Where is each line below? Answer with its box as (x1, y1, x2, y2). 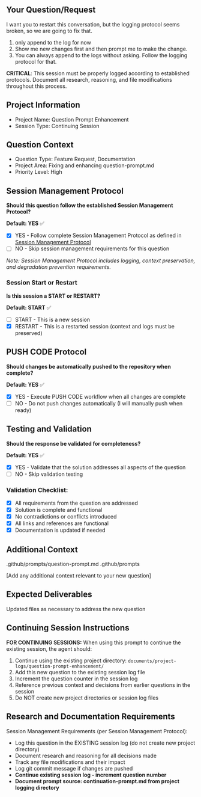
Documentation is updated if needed (14, 526, 106, 534)
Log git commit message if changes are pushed (14, 765, 133, 772)
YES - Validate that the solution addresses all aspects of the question (14, 463, 186, 471)
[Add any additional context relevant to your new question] (6, 572, 152, 579)
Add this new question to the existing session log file (14, 668, 146, 675)
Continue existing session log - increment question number (14, 771, 167, 778)
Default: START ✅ (6, 304, 52, 311)
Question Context (6, 140, 74, 150)
